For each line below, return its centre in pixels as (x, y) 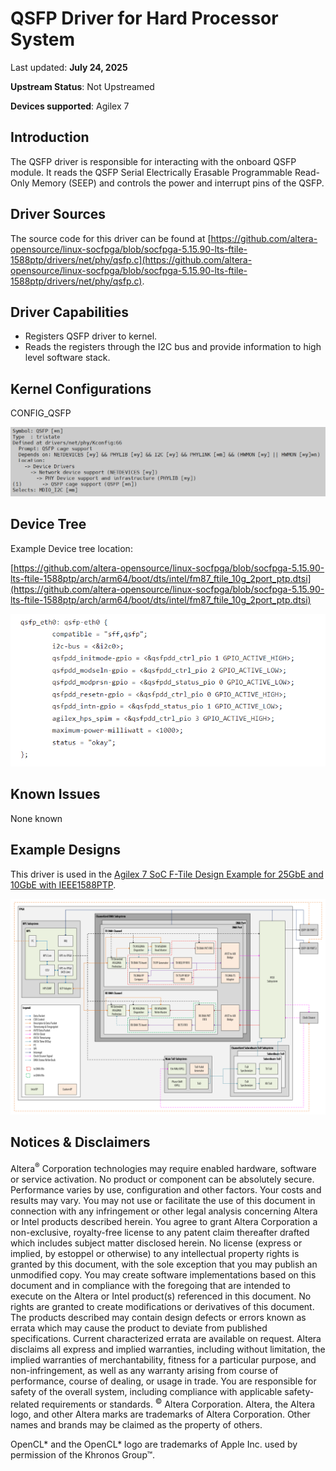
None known (36, 818)
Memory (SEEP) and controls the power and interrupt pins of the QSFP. (178, 183)
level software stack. (67, 358)
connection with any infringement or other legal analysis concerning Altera (164, 1211)
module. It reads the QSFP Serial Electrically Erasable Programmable (151, 172)
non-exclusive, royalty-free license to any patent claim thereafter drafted (160, 1232)
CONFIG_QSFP (41, 413)
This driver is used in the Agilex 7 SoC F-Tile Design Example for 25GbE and (167, 874)
